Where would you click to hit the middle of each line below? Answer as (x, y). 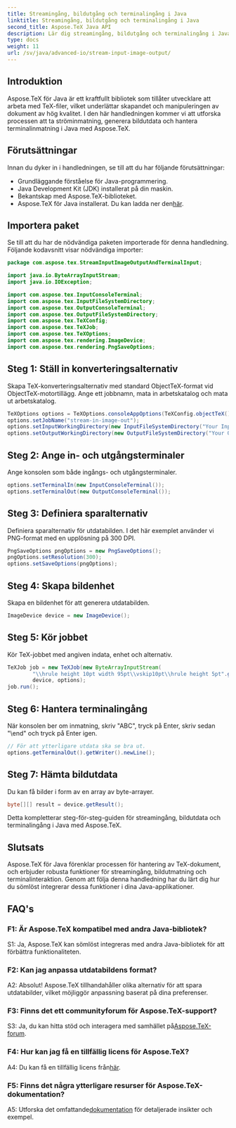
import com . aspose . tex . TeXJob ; (53, 328)
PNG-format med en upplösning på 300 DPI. (71, 538)
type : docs (23, 40)
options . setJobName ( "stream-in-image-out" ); (73, 420)
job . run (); (23, 687)
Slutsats (26, 847)
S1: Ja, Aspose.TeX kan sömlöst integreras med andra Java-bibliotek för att (116, 944)
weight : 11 (23, 46)
